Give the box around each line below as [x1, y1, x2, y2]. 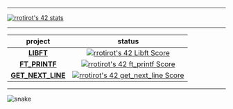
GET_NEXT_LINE [10, 70, 66, 80]
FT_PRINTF [19, 59, 57, 69]
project [26, 37, 51, 46]
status [117, 37, 139, 46]
